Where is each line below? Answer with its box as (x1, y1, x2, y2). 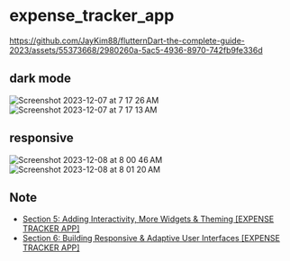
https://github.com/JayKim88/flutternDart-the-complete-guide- (9, 35, 246, 46)
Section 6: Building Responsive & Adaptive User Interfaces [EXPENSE (22, 233, 281, 244)
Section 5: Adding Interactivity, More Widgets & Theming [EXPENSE (22, 213, 275, 225)
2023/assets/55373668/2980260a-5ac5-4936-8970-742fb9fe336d (9, 44, 263, 55)
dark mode (9, 71, 72, 86)
